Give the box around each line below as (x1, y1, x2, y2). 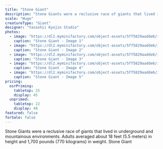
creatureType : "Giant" (5, 20, 51, 26)
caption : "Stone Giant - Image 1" (14, 39, 83, 44)
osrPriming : (9, 83, 34, 89)
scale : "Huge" (5, 16, 34, 21)
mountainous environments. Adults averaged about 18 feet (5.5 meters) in (5, 134, 152, 139)
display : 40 (14, 106, 38, 111)
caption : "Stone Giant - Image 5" (14, 74, 83, 79)
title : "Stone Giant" (5, 7, 49, 12)
